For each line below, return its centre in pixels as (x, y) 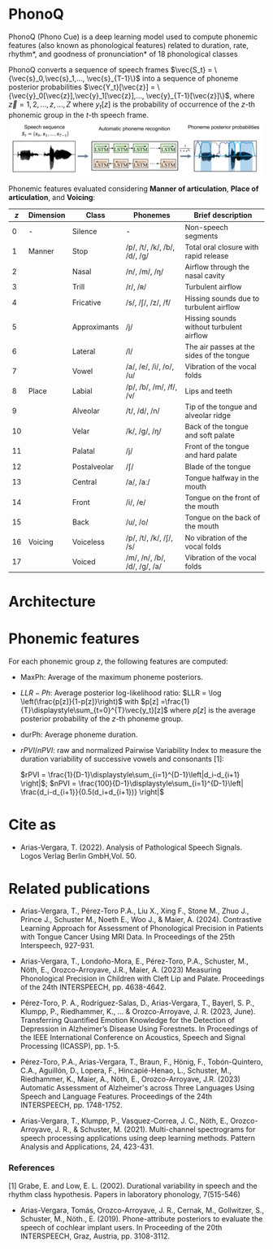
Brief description (223, 215)
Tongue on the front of (222, 498)
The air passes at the (220, 347)
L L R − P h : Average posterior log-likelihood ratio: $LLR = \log (121, 693)
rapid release (207, 255)
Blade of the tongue (218, 466)
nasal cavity (205, 276)
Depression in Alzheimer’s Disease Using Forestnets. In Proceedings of (139, 1029)
